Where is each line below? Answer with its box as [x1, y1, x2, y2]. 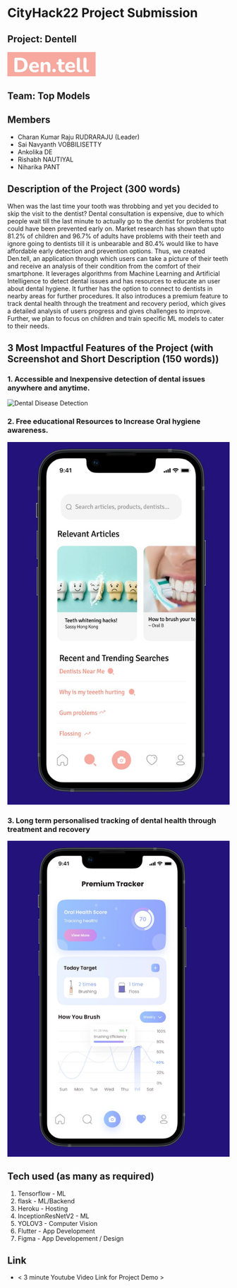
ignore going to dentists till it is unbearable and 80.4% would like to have [7, 239, 219, 247]
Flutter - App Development [17, 1227, 95, 1235]
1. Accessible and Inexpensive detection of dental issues [7, 374, 206, 384]
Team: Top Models [7, 90, 90, 102]
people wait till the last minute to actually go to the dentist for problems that [7, 216, 227, 225]
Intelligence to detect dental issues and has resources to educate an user [7, 276, 221, 285]
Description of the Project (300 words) [7, 183, 181, 195]
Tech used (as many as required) [7, 1170, 154, 1182]
